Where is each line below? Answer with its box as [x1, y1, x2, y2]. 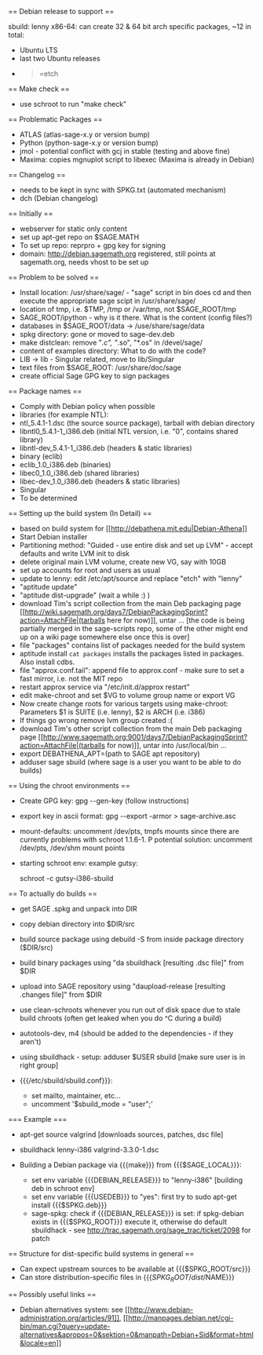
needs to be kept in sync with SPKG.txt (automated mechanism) [19, 185, 226, 195]
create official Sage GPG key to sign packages [19, 371, 170, 380]
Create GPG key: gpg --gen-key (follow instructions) [19, 796, 190, 805]
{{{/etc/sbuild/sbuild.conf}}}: [19, 1076, 113, 1085]
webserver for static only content [19, 224, 127, 233]
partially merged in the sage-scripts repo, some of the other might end [19, 624, 249, 633]
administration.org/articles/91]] [19, 1313, 120, 1322]
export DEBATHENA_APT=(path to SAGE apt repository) [19, 749, 200, 758]
